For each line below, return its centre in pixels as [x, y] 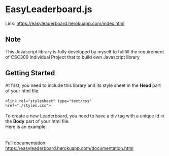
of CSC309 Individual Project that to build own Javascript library [73, 57]
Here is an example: [26, 127]
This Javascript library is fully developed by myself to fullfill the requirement [84, 51]
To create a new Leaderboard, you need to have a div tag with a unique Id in [85, 116]
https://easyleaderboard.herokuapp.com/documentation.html [69, 148]
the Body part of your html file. [38, 121]
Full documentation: [26, 143]
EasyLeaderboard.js [49, 9]
